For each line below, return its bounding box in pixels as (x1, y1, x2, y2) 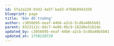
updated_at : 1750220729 (5, 34, 53, 39)
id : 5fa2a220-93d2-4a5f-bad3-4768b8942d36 (5, 7, 92, 12)
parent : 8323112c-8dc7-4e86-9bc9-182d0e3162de (5, 25, 101, 30)
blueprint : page (5, 11, 38, 16)
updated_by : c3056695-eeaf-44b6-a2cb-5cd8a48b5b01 (5, 29, 110, 34)
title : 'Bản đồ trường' (5, 16, 53, 21)
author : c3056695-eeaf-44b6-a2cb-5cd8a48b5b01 (5, 20, 101, 25)
